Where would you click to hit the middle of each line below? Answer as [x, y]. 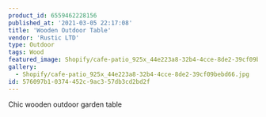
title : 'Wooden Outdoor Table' [60, 30]
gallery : [23, 67]
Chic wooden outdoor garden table [65, 104]
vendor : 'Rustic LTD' [44, 38]
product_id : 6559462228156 [53, 15]
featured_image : [35, 60]
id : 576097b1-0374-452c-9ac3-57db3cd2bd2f [79, 81]
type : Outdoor [32, 45]
